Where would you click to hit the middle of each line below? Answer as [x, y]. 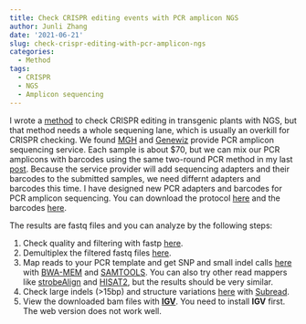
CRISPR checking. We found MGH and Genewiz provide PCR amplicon [142, 140]
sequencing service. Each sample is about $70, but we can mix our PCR [145, 149]
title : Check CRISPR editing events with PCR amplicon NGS [124, 18]
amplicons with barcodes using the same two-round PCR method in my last [151, 159]
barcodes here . [38, 207]
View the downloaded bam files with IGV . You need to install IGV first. [154, 301]
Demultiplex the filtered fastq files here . [97, 253]
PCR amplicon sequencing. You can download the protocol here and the [145, 198]
